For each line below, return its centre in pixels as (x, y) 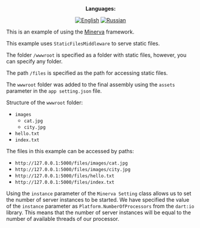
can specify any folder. (34, 61)
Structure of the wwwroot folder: (45, 102)
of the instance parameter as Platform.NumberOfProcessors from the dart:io (100, 206)
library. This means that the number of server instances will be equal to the (99, 212)
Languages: (101, 9)
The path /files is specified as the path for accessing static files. (87, 73)
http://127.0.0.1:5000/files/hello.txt (65, 176)
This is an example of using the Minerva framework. (70, 32)
